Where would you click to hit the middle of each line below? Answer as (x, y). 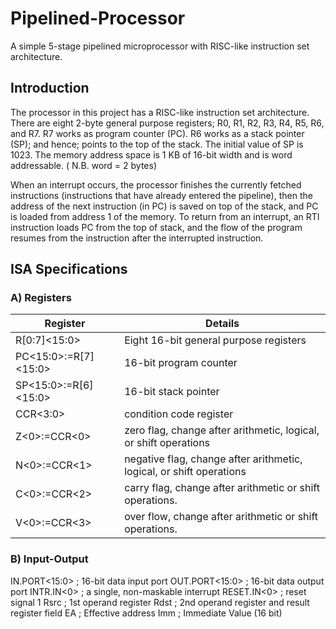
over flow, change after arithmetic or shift (221, 517)
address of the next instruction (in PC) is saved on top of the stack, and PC (164, 206)
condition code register (179, 414)
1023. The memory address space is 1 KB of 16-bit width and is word (151, 154)
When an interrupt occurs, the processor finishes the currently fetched (156, 184)
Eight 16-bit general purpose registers (215, 340)
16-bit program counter (181, 363)
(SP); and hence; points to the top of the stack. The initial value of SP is (157, 144)
